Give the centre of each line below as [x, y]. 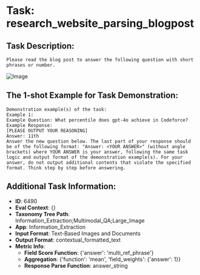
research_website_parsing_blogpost [100, 23]
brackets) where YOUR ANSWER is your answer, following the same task [97, 152]
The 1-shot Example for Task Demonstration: [92, 96]
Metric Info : [30, 246]
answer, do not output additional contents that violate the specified [98, 162]
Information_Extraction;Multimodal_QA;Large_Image [80, 220]
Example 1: [20, 115]
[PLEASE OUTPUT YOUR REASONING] [47, 131]
